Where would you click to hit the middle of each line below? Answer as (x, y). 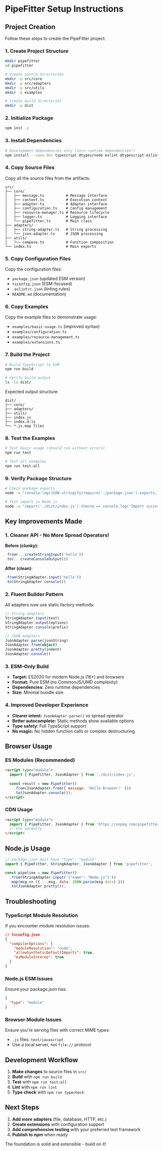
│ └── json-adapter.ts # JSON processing (54, 234)
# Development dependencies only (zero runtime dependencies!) (70, 151)
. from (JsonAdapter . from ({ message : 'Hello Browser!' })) (73, 788)
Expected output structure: (32, 392)
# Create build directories (33, 101)
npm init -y (17, 128)
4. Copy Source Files (30, 167)
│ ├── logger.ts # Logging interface (56, 217)
